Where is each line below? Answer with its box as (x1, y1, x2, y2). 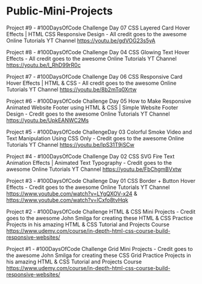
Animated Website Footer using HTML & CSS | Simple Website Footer (6, 103, 178, 111)
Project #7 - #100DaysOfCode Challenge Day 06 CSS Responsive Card (6, 73, 183, 80)
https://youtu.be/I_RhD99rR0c (6, 61, 81, 69)
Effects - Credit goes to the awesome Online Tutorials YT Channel (6, 184, 170, 191)
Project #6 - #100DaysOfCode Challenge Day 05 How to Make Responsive (6, 97, 192, 105)
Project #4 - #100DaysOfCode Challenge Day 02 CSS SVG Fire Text (6, 152, 175, 160)
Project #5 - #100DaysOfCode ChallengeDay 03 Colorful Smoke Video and (6, 128, 192, 135)
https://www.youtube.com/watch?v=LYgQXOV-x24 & (6, 190, 137, 197)
